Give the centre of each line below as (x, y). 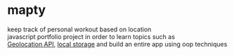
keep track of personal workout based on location (79, 29)
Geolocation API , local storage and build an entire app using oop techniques (117, 44)
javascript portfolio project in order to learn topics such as (91, 36)
